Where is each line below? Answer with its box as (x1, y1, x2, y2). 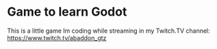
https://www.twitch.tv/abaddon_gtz (7, 33, 107, 42)
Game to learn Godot (7, 4, 127, 20)
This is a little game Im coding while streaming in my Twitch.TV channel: (7, 27, 210, 35)
